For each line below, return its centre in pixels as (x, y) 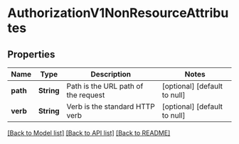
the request (86, 95)
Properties (31, 54)
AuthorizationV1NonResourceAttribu (118, 13)
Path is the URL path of (105, 86)
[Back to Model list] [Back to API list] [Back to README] (89, 133)
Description (111, 74)
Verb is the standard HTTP (111, 106)
